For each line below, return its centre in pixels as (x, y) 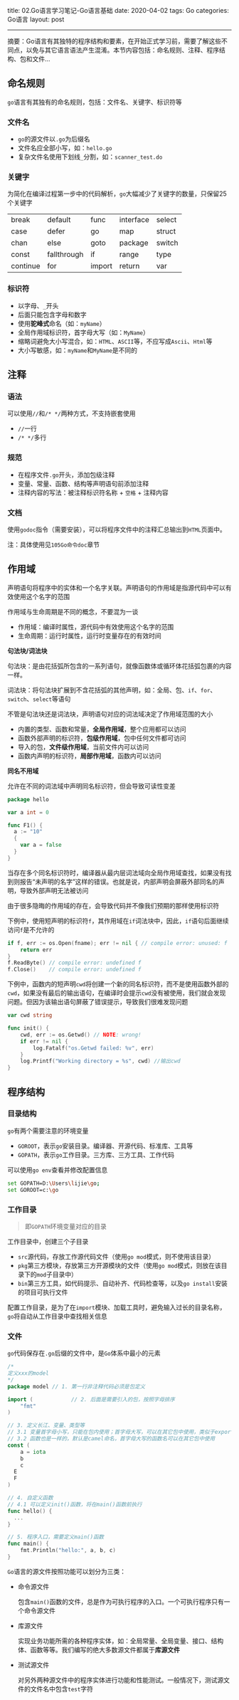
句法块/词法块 (27, 650)
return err (36, 950)
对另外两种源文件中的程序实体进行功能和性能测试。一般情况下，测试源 (121, 1680)
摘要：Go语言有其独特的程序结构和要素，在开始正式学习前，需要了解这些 (115, 41)
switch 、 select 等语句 (39, 699)
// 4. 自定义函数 (30, 1498)
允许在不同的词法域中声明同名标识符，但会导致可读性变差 (91, 786)
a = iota (33, 1452)
